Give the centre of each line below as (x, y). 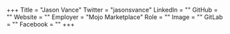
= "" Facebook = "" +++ (41, 24)
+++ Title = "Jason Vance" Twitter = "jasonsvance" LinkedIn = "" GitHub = (112, 10)
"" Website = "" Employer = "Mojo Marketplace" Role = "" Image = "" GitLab (115, 17)
